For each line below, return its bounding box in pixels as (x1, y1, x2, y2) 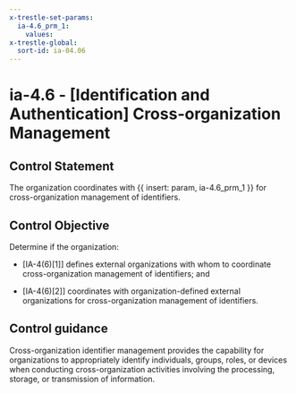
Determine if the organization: (9, 241, 119, 252)
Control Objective (9, 218, 110, 233)
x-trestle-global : (9, 38, 78, 47)
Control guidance (9, 321, 109, 337)
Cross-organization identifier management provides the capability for (9, 345, 265, 355)
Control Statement (9, 158, 114, 174)
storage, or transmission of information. (9, 373, 156, 384)
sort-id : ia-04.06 (17, 47, 87, 56)
